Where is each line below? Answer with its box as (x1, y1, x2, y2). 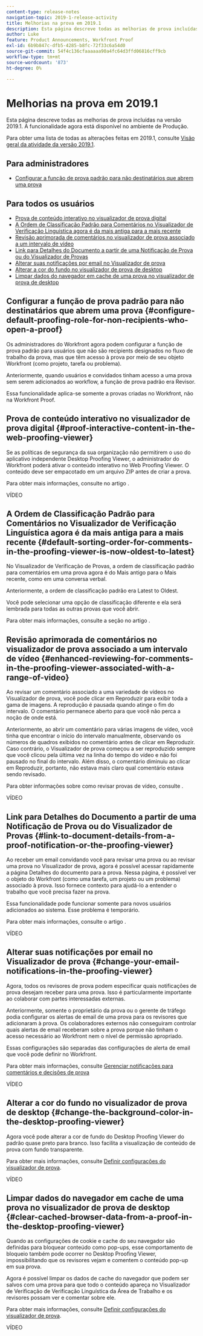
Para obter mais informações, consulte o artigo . (6, 918, 126, 925)
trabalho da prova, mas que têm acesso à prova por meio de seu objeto (6, 353, 184, 360)
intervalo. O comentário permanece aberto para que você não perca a (6, 708, 181, 715)
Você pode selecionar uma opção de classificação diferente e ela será (6, 599, 181, 606)
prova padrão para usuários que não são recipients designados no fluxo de (6, 347, 193, 354)
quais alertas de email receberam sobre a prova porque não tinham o (6, 1026, 178, 1033)
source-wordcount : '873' (6, 59, 69, 65)
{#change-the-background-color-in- (51, 1107, 193, 1118)
